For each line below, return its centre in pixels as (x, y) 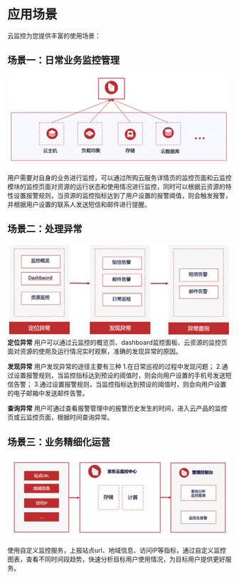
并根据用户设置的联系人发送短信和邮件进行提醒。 (79, 204)
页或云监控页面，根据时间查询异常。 (60, 417)
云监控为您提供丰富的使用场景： (54, 36)
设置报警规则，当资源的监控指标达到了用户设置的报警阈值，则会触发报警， (122, 195)
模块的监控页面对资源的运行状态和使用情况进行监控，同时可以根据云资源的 (116, 187)
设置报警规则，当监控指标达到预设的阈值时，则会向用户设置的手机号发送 (119, 375)
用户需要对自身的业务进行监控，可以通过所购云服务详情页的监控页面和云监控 (119, 177)
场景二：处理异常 (45, 229)
